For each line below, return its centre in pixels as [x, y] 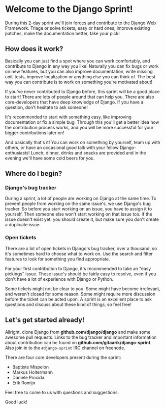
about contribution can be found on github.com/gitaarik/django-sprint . [78, 342]
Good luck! [16, 402]
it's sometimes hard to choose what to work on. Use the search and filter [79, 254]
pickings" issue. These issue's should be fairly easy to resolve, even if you [81, 274]
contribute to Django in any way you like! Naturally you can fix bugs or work [82, 66]
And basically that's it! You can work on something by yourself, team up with [83, 142]
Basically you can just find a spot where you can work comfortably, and [78, 61]
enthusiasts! [17, 153]
